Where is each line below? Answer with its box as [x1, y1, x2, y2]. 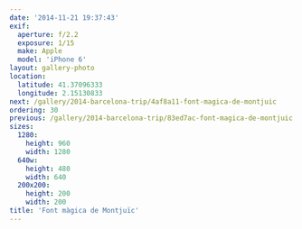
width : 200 [25, 197, 67, 207]
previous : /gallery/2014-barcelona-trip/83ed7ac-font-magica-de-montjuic [9, 114, 294, 123]
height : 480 [25, 164, 71, 173]
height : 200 [25, 189, 71, 198]
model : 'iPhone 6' [17, 55, 88, 64]
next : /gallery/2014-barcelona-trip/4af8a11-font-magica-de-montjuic [9, 96, 278, 106]
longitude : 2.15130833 [17, 88, 103, 97]
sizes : [9, 123, 34, 132]
